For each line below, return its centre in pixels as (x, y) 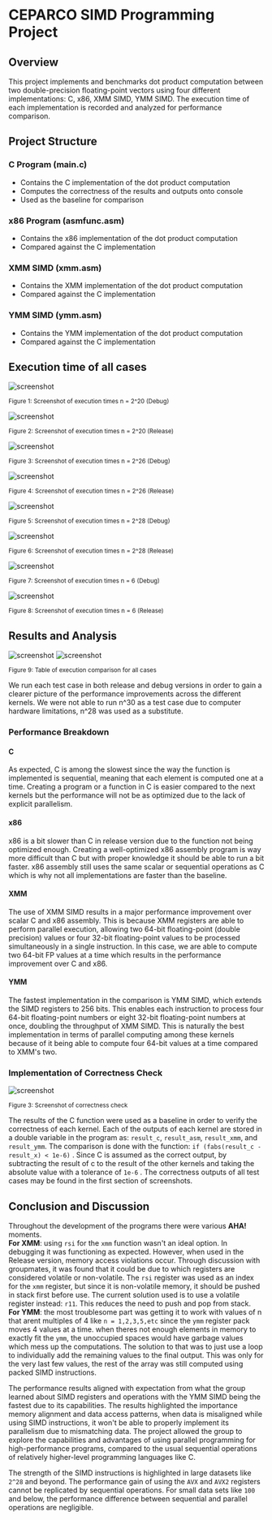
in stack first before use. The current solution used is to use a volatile (124, 1295)
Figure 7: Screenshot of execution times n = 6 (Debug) (84, 581)
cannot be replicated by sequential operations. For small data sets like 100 (132, 1490)
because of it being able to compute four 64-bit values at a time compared (133, 1043)
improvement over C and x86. (58, 963)
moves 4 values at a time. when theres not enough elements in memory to (132, 1329)
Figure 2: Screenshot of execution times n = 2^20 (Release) (91, 432)
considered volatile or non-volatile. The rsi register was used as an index (131, 1278)
